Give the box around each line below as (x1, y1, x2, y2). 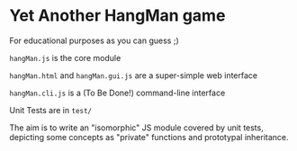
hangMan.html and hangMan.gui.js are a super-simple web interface (9, 69, 258, 81)
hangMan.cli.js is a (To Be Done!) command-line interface (9, 87, 226, 98)
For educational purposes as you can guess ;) (9, 35, 180, 46)
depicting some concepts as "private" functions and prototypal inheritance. (9, 131, 290, 142)
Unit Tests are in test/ (9, 104, 93, 115)
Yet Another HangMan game (9, 5, 226, 26)
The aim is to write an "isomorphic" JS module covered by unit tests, (9, 122, 264, 133)
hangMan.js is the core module (9, 52, 121, 63)
